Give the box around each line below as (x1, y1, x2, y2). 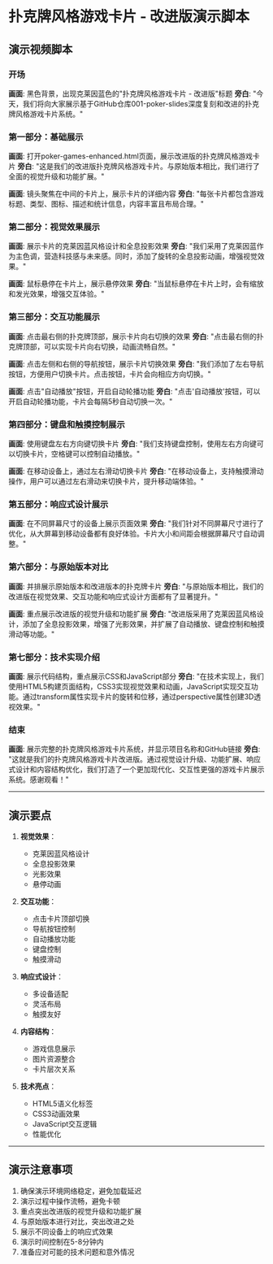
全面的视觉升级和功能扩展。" (8, 172, 105, 181)
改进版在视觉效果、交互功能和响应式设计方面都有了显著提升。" (8, 591, 219, 602)
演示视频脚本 (8, 42, 73, 56)
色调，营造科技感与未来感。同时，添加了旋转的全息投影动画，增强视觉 (22, 251, 258, 261)
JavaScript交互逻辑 (32, 1119, 97, 1129)
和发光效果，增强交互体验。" (8, 289, 105, 299)
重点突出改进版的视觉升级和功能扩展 (19, 1206, 142, 1216)
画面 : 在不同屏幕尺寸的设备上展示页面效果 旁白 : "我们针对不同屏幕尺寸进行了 (8, 519, 264, 528)
